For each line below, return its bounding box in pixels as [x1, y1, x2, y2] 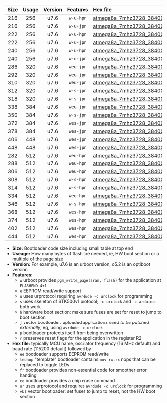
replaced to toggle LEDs [19, 362, 70, 367]
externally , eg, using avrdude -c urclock [19, 325, 103, 330]
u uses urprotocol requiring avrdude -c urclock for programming [19, 293, 153, 299]
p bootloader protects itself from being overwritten [19, 330, 123, 336]
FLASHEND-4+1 [19, 283, 47, 288]
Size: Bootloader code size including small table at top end [12, 245, 133, 251]
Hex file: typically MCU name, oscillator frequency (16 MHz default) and [12, 340, 161, 346]
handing [19, 372, 37, 378]
